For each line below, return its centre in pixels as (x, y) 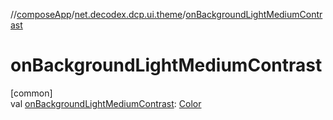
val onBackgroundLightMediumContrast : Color (106, 103)
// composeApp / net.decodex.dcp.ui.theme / (98, 14)
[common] (31, 93)
